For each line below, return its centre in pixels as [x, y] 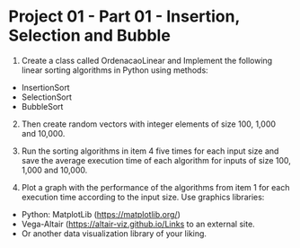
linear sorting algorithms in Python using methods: [115, 70]
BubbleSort [42, 106]
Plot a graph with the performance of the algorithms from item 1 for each [155, 187]
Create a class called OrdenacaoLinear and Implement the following [147, 60]
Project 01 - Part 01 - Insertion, [124, 17]
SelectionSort [47, 97]
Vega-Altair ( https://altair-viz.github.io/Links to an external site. [138, 224]
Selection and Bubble [90, 35]
